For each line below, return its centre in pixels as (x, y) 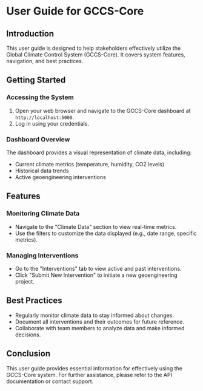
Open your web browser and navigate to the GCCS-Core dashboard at (103, 110)
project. (25, 281)
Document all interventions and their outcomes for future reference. (100, 321)
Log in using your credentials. (52, 123)
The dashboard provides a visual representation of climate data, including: (99, 152)
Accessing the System (40, 97)
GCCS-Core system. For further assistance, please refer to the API (89, 375)
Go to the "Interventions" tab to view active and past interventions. (98, 268)
